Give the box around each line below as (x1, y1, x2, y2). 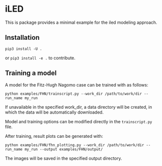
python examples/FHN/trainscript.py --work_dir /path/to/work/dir (5, 91, 142, 96)
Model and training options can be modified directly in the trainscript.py (5, 118, 152, 124)
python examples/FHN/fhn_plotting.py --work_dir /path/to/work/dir (5, 142, 145, 148)
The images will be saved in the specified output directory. (5, 155, 122, 161)
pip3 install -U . (5, 46, 42, 51)
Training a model (5, 69, 57, 77)
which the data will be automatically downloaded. (5, 109, 104, 115)
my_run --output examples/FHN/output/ (24, 147, 103, 151)
